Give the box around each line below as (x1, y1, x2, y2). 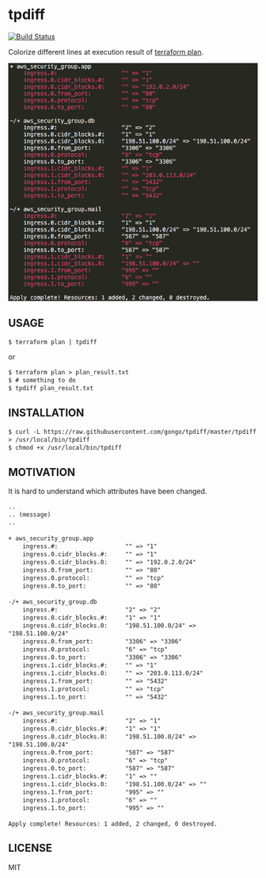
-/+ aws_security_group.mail (8, 709, 104, 717)
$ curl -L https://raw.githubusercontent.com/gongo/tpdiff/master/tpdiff (8, 428, 257, 436)
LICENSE (8, 842, 53, 855)
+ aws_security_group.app (8, 535, 93, 543)
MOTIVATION (8, 466, 75, 479)
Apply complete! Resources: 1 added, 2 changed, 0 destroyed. (8, 820, 218, 828)
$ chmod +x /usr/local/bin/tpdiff (8, 444, 123, 452)
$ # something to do (8, 377, 77, 385)
